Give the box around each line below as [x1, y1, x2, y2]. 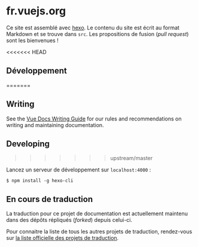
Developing [6, 138, 50, 149]
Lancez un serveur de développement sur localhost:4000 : [6, 166, 151, 173]
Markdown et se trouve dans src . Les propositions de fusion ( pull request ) [6, 30, 189, 37]
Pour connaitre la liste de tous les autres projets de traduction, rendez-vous [6, 228, 193, 235]
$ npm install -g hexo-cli [6, 178, 74, 184]
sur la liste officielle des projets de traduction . [6, 234, 119, 242]
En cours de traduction [6, 194, 93, 204]
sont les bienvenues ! [6, 37, 59, 44]
